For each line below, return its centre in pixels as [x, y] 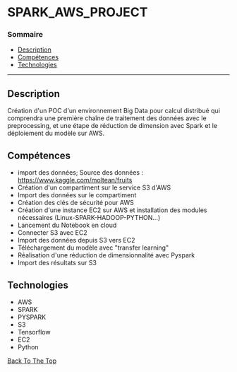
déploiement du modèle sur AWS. [56, 133]
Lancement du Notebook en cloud [67, 225]
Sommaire [25, 35]
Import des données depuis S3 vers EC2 [76, 240]
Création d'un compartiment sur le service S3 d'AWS [94, 187]
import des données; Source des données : [80, 173]
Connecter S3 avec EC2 [53, 233]
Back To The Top [32, 361]
